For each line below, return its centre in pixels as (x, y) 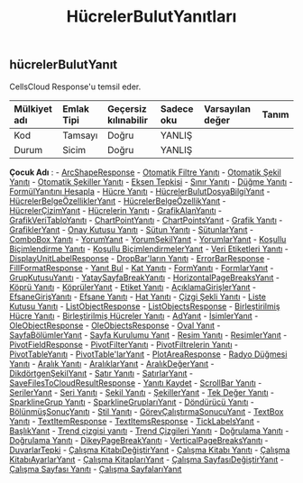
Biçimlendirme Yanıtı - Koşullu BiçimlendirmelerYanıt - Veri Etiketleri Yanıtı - (149, 249)
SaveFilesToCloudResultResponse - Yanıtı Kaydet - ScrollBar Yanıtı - (136, 383)
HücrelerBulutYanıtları (151, 17)
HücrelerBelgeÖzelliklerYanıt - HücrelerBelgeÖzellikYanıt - (118, 201)
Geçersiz (127, 108)
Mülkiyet (33, 108)
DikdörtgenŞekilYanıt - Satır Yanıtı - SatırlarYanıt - (101, 373)
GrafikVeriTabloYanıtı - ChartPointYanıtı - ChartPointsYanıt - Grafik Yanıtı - (146, 220)
